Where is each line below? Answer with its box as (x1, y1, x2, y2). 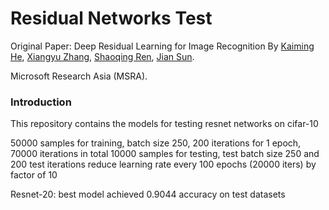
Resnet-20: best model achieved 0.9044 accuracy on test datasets (10, 188, 286, 201)
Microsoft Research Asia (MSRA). (10, 70, 148, 82)
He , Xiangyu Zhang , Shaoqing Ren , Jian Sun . (10, 50, 195, 62)
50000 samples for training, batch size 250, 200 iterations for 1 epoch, (10, 137, 302, 149)
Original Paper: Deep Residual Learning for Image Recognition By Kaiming (10, 40, 315, 52)
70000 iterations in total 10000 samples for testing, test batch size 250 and (10, 148, 320, 160)
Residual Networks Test (10, 7, 213, 30)
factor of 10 (10, 169, 58, 181)
